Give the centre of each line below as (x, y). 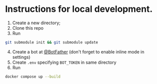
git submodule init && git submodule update (52, 42)
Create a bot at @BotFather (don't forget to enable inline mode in (78, 52)
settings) (21, 57)
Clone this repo (28, 28)
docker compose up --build (33, 77)
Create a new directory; (36, 23)
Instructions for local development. (79, 9)
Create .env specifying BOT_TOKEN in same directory (64, 62)
